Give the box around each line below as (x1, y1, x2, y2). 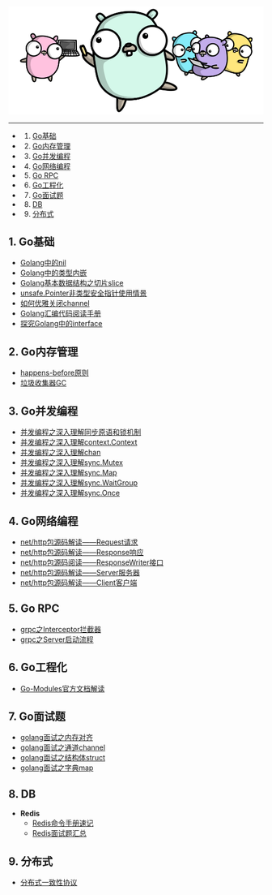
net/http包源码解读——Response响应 (19, 547, 144, 557)
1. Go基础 (8, 235, 55, 249)
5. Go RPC (8, 602, 60, 616)
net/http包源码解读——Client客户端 (19, 578, 138, 587)
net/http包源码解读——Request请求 (19, 537, 138, 547)
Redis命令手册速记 (32, 818, 94, 828)
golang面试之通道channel (19, 742, 106, 752)
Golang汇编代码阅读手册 (19, 308, 101, 318)
